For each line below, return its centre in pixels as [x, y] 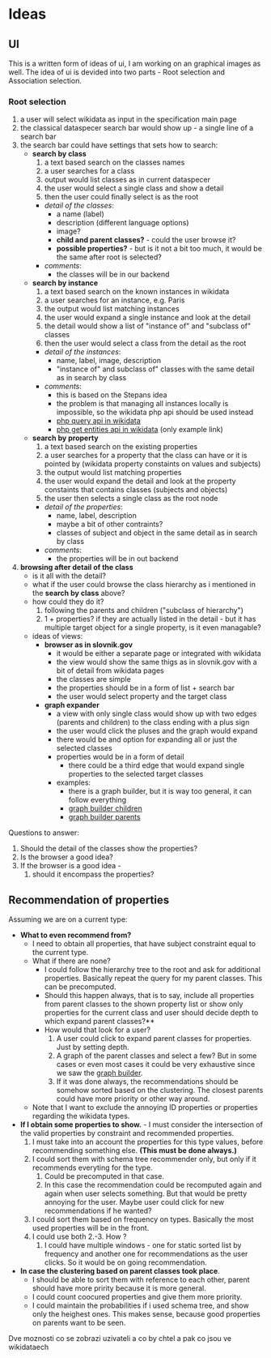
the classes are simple [93, 679]
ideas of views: [57, 636]
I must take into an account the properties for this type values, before [148, 1142]
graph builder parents [104, 817]
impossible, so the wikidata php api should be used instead [155, 412]
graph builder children [106, 808]
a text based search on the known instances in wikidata [137, 292]
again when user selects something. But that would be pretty [146, 1193]
